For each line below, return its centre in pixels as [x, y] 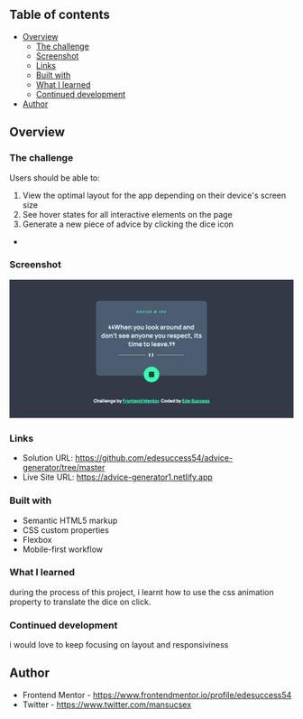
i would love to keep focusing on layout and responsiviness [119, 645]
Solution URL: [48, 458]
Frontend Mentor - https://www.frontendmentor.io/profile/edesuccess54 [157, 695]
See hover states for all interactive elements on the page [127, 214]
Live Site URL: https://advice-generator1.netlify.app [118, 477]
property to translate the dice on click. [80, 602]
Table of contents [60, 15]
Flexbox [37, 539]
